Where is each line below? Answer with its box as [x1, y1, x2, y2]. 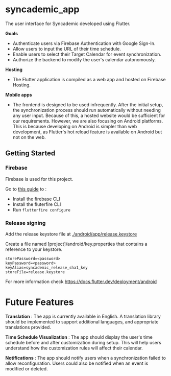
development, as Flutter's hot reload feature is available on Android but [12, 129, 162, 135]
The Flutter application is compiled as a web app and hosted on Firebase [12, 76, 166, 82]
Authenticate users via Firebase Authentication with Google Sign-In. [12, 40, 156, 46]
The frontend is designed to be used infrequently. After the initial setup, [12, 101, 163, 108]
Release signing [5, 219, 46, 226]
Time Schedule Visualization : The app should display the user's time [5, 334, 153, 340]
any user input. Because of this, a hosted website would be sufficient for [12, 112, 165, 119]
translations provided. [5, 324, 51, 330]
